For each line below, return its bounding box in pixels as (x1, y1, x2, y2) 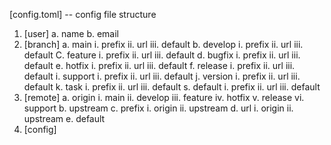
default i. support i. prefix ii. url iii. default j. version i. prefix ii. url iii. (23, 70, 301, 82)
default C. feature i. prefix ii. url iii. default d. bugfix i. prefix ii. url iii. (23, 49, 301, 61)
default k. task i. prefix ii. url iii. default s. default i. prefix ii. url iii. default (23, 81, 321, 93)
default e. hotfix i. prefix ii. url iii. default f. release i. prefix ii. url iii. (23, 60, 296, 71)
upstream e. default (23, 113, 106, 124)
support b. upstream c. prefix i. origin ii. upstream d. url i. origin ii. (23, 102, 294, 114)
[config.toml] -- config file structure (9, 9, 157, 20)
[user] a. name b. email (23, 28, 119, 39)
